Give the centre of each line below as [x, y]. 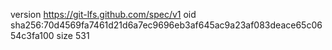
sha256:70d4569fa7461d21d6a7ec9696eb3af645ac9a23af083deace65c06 [166, 25]
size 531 [73, 35]
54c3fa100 [32, 35]
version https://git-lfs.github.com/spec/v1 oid [103, 14]
